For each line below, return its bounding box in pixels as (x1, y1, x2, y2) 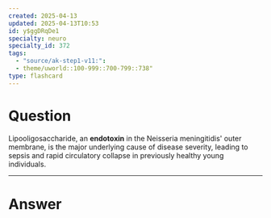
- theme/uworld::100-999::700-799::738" (15, 65, 153, 73)
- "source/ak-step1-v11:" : (15, 57, 106, 65)
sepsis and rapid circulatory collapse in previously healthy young (8, 150, 224, 160)
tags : (8, 49, 27, 57)
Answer (8, 195, 62, 213)
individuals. (8, 159, 47, 169)
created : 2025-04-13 (8, 11, 78, 20)
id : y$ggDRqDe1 (8, 27, 60, 35)
